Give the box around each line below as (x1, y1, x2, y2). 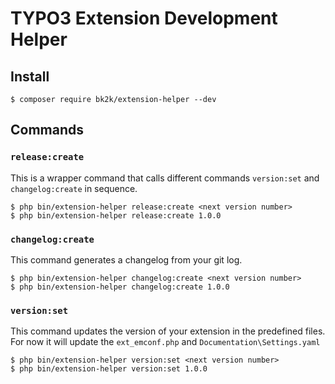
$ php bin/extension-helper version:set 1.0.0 (10, 364, 208, 374)
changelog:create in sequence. (10, 182, 138, 194)
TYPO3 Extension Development (10, 7, 278, 30)
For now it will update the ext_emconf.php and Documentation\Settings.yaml (10, 336, 321, 348)
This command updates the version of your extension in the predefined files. (10, 325, 326, 337)
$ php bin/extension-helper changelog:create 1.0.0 (10, 282, 230, 292)
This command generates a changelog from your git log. (10, 253, 243, 266)
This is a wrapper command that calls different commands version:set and (10, 172, 320, 184)
